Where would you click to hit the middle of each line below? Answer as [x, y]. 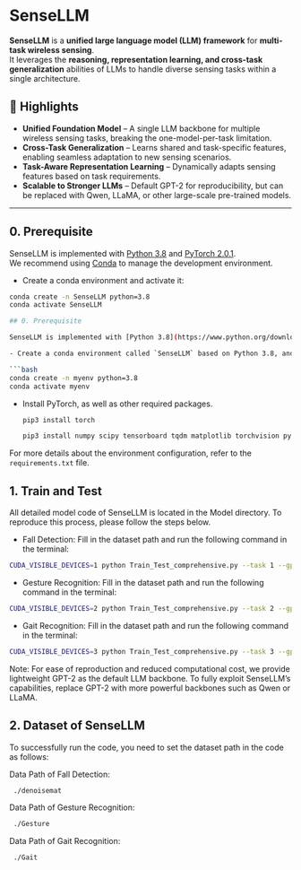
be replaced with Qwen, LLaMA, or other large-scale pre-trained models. [157, 195]
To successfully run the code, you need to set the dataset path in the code [146, 747]
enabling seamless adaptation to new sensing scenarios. [127, 157]
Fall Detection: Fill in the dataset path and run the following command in [155, 540]
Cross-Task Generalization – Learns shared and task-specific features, [154, 147]
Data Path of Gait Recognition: [65, 841]
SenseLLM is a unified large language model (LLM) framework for [133, 40]
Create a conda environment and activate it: [103, 280]
